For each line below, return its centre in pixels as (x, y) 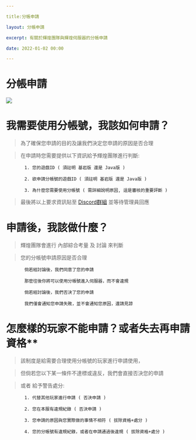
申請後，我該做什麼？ (57, 228)
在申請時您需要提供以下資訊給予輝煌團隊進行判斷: (80, 156)
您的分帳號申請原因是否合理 (54, 257)
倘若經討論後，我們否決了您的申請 (59, 293)
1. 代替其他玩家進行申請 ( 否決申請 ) (65, 398)
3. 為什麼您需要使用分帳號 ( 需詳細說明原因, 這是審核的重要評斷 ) (96, 191)
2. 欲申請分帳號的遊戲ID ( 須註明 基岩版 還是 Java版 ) (85, 179)
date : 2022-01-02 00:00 (35, 48)
